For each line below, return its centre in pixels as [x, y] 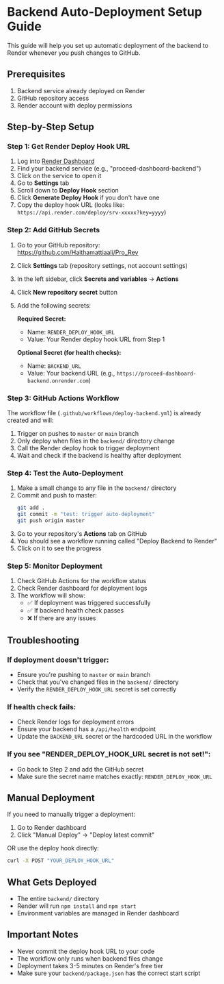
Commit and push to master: [57, 495]
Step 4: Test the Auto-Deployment [65, 473]
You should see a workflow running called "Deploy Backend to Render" [117, 541]
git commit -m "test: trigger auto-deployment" [86, 515]
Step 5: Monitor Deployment [55, 566]
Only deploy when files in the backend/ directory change [96, 441]
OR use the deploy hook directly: [53, 848]
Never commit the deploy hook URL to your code [86, 951]
